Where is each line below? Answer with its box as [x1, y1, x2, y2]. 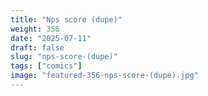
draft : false [10, 42, 65, 53]
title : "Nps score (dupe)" [10, 14, 123, 25]
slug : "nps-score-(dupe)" [10, 52, 118, 62]
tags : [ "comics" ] [10, 61, 83, 71]
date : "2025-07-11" [10, 33, 92, 43]
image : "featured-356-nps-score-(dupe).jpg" [10, 71, 199, 81]
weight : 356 [10, 24, 60, 34]
